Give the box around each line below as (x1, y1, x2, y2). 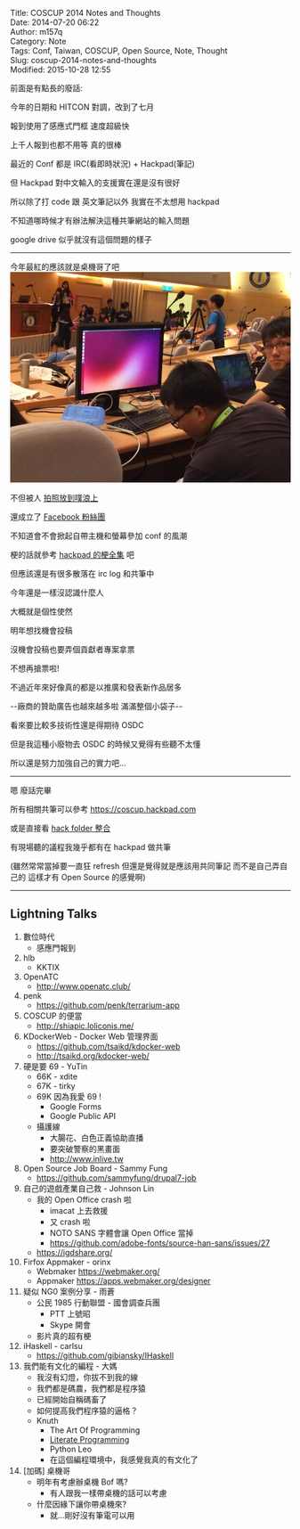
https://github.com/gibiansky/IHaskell (36, 1350, 174, 1361)
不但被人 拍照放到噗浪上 (10, 493, 99, 503)
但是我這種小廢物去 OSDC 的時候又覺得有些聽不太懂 (10, 739, 201, 749)
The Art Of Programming (49, 1425, 141, 1435)
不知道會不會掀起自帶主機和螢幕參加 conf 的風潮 (10, 530, 188, 541)
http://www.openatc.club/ (36, 980, 132, 992)
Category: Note (10, 36, 67, 46)
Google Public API (49, 1110, 117, 1121)
